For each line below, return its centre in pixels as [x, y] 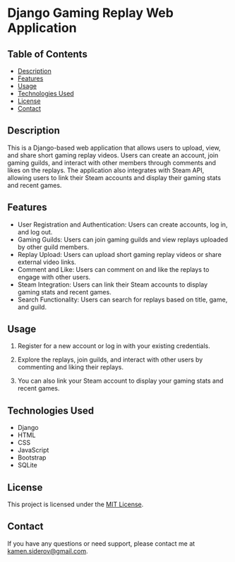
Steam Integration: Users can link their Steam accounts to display [113, 285]
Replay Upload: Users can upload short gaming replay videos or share [120, 254]
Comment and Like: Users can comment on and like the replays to [113, 269]
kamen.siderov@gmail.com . [48, 551]
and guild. [32, 307]
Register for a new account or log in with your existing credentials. [114, 346]
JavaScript [33, 450]
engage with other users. [54, 277]
